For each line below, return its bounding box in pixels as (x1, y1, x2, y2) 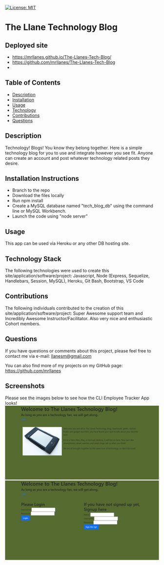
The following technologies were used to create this (5, 268, 109, 274)
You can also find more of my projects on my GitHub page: (5, 362, 123, 369)
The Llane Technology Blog (5, 22, 118, 33)
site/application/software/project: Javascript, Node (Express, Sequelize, (5, 273, 150, 279)
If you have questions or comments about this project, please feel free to (5, 348, 151, 354)
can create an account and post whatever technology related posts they (5, 155, 150, 161)
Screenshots (5, 382, 45, 391)
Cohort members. (5, 321, 41, 326)
